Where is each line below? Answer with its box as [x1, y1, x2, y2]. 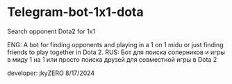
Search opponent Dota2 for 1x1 [7, 27, 96, 35]
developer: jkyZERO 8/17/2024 [7, 69, 95, 77]
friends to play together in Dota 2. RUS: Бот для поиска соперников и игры [7, 48, 226, 56]
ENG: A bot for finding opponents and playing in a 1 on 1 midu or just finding [7, 40, 224, 49]
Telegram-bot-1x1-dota [7, 4, 144, 20]
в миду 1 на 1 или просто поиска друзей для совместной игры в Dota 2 [7, 55, 217, 63]
